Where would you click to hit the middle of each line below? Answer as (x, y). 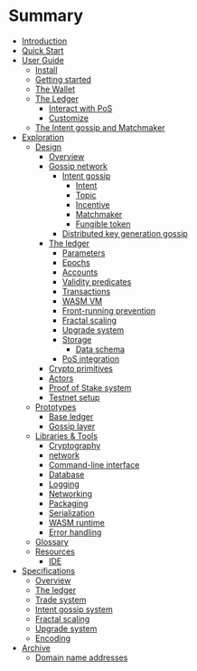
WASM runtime (76, 522)
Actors (61, 378)
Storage (77, 339)
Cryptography (75, 445)
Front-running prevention (108, 310)
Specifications (48, 570)
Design (48, 147)
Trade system (61, 599)
